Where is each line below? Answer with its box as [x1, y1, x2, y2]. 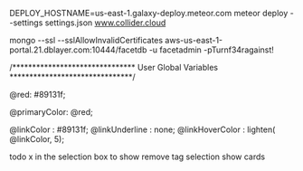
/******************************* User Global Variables [9, 62, 219, 72]
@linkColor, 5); [9, 134, 65, 144]
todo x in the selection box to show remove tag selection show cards [9, 151, 265, 162]
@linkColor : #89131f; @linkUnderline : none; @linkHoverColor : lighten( [9, 124, 276, 135]
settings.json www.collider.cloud [44, 17, 166, 28]
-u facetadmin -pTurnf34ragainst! [148, 44, 274, 55]
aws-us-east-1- [165, 35, 223, 45]
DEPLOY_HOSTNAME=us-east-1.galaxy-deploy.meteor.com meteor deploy [9, 8, 289, 18]
